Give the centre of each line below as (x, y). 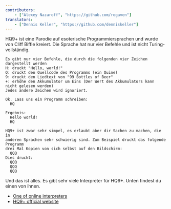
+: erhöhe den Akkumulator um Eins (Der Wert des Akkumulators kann (80, 82)
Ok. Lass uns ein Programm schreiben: (47, 100)
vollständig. (17, 50)
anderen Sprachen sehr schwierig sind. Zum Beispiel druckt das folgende (86, 140)
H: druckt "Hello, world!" (34, 68)
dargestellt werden (26, 64)
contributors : (20, 10)
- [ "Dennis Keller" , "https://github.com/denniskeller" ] (77, 24)
